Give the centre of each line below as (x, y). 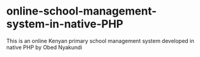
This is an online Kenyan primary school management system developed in (100, 41)
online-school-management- (82, 11)
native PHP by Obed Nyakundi (44, 47)
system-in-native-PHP (65, 24)
